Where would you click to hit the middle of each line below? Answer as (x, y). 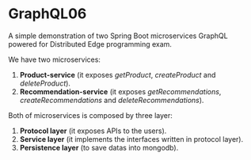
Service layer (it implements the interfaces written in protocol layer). (131, 139)
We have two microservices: (55, 59)
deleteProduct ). (45, 83)
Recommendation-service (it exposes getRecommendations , (120, 91)
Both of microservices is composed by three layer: (90, 115)
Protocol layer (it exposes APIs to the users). (93, 131)
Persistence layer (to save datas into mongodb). (99, 147)
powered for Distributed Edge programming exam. (90, 44)
